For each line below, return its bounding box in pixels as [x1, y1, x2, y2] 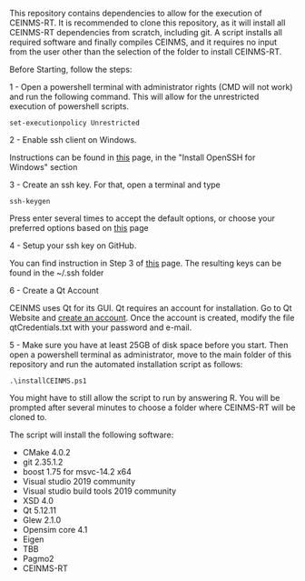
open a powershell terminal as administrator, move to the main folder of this [9, 349, 292, 360]
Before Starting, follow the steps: [9, 64, 133, 75]
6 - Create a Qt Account [9, 285, 100, 296]
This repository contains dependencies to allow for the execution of [9, 8, 262, 18]
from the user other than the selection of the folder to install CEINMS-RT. [9, 46, 282, 57]
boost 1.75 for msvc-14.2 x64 [22, 466, 132, 476]
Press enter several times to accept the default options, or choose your [9, 213, 275, 224]
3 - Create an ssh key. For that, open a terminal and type [9, 179, 221, 190]
